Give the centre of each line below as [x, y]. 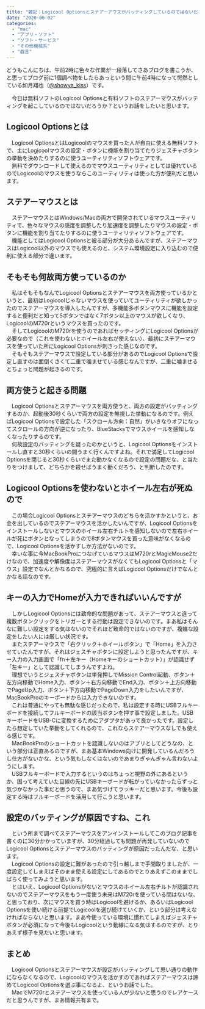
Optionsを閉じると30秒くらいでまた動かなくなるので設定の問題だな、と [97, 459]
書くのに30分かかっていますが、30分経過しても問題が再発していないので [98, 841]
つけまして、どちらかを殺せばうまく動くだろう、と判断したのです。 [102, 467]
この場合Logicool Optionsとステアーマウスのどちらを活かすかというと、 [102, 515]
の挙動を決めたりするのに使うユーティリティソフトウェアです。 [86, 158]
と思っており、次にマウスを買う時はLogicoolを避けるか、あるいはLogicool [100, 902]
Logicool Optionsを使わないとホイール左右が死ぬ [100, 488]
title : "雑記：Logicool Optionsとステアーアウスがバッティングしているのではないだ [102, 12]
